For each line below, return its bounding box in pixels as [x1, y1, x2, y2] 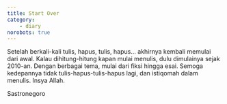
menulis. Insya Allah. [7, 76, 65, 85]
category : [7, 16, 36, 23]
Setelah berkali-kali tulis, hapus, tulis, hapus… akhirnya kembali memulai [7, 48, 211, 56]
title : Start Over [7, 10, 59, 17]
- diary [19, 22, 41, 29]
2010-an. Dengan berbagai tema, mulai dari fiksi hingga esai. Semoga [7, 62, 204, 70]
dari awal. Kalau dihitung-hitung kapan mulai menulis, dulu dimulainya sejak [7, 55, 220, 63]
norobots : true [7, 29, 51, 36]
